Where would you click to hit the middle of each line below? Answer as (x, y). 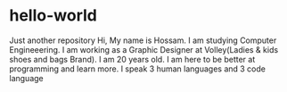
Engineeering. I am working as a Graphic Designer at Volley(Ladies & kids (144, 49)
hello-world (53, 16)
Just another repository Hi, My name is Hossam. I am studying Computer (143, 40)
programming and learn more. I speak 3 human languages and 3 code (137, 69)
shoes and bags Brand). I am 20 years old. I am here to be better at (132, 59)
